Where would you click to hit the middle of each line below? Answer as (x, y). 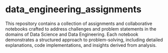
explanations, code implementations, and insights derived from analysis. (81, 45)
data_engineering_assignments (73, 9)
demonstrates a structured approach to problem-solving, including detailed (84, 40)
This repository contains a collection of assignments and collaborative (79, 23)
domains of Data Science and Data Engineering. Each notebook (72, 34)
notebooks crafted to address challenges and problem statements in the (81, 29)
